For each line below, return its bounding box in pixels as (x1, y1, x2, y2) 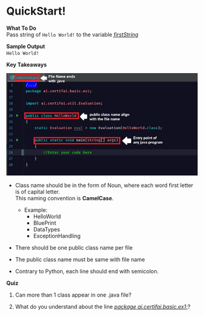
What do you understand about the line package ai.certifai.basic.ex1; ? (15, 303, 191, 310)
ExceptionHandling (33, 232, 81, 239)
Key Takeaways (6, 61, 47, 68)
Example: (24, 206, 47, 214)
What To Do (6, 24, 36, 32)
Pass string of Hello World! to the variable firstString (6, 30, 138, 38)
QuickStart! (6, 4, 66, 18)
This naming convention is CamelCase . (15, 194, 114, 202)
